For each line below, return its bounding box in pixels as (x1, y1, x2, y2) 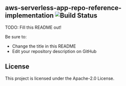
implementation (5, 12, 54, 20)
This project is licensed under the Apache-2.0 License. (5, 75, 115, 81)
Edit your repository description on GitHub (12, 48, 97, 54)
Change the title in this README (12, 43, 76, 49)
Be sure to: (5, 34, 27, 39)
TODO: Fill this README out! (5, 24, 62, 30)
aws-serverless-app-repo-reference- (5, 4, 122, 12)
